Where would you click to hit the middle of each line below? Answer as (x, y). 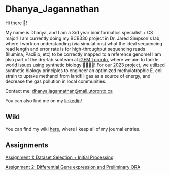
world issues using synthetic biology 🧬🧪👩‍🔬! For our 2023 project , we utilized (85, 65)
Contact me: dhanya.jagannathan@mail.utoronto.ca (59, 91)
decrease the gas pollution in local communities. (56, 81)
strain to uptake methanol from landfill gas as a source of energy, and (78, 76)
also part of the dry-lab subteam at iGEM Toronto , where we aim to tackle (82, 59)
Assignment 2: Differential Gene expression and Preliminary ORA (73, 167)
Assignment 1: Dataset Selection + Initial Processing (59, 157)
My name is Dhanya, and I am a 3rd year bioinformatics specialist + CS (79, 32)
